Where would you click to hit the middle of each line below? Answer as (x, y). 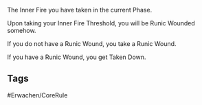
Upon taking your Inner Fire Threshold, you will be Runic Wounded (101, 23)
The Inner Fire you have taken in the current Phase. (80, 10)
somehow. (22, 31)
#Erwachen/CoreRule (37, 95)
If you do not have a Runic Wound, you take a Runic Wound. (92, 44)
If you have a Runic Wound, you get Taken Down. (77, 57)
